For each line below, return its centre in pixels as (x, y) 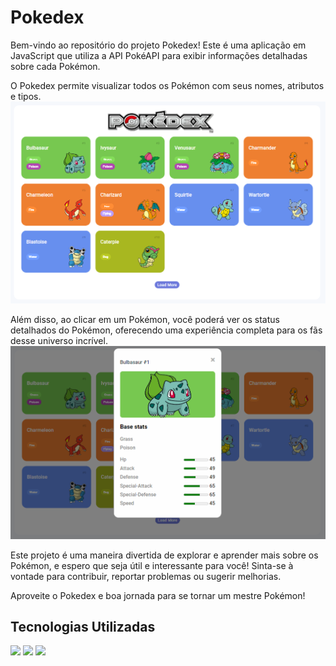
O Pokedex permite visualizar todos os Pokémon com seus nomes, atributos (167, 85)
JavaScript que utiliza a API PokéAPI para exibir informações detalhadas (159, 55)
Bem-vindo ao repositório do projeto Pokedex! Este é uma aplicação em (158, 45)
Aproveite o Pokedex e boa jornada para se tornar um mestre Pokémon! (158, 595)
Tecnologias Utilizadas (83, 626)
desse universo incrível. (59, 340)
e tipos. (26, 96)
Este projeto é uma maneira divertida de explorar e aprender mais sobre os (164, 555)
